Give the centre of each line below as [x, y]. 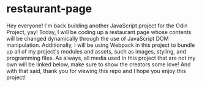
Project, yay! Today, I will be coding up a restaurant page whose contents [99, 32]
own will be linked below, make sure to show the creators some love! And [99, 64]
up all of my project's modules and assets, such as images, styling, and [96, 51]
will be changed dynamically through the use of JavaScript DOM [88, 38]
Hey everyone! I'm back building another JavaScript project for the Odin [97, 26]
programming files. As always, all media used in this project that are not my [101, 58]
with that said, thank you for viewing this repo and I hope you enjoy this [96, 71]
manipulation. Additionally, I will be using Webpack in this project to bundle [101, 45]
